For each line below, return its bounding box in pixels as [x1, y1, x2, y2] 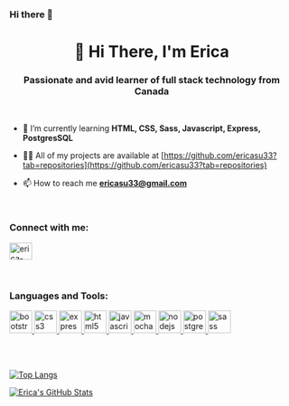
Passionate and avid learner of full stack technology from [23, 74, 280, 87]
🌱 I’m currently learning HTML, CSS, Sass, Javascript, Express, [22, 123, 261, 134]
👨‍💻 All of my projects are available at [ [22, 150, 164, 161]
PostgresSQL [22, 133, 74, 144]
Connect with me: [9, 222, 89, 234]
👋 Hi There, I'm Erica [73, 42, 230, 62]
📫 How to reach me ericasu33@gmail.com [22, 178, 188, 189]
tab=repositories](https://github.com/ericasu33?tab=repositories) [22, 160, 268, 171]
